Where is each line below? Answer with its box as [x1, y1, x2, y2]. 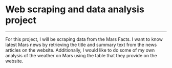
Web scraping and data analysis [5, 4, 144, 15]
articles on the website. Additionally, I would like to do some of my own [5, 47, 155, 53]
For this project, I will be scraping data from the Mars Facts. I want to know [5, 36, 163, 42]
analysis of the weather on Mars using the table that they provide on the [5, 52, 157, 58]
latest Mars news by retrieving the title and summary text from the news [5, 41, 157, 48]
